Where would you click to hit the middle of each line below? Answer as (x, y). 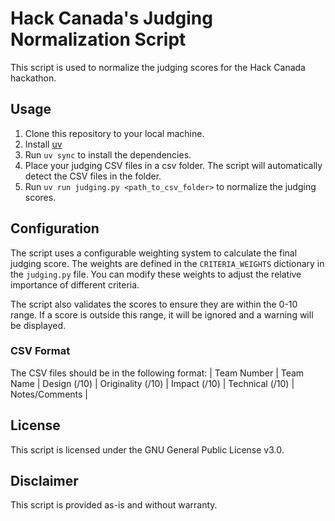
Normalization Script (98, 39)
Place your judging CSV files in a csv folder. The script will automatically (173, 165)
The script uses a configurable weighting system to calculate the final (154, 253)
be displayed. (38, 325)
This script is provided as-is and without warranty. (114, 505)
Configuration (55, 228)
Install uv (43, 144)
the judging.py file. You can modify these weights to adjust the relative (156, 274)
